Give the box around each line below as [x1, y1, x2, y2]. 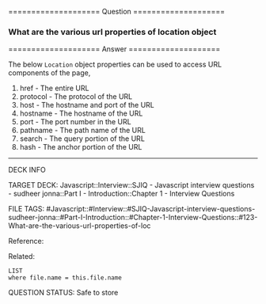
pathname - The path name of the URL [19, 126, 146, 135]
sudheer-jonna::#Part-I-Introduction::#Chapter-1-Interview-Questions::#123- [8, 213, 258, 222]
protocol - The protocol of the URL [19, 92, 133, 101]
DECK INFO [8, 165, 46, 175]
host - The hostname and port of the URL [19, 101, 154, 110]
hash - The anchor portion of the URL [19, 142, 142, 152]
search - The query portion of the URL [19, 134, 145, 143]
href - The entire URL [19, 83, 89, 93]
